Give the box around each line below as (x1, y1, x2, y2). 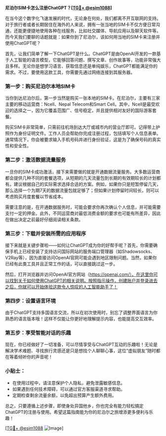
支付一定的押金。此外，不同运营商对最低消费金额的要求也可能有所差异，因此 (5, 210, 161, 216)
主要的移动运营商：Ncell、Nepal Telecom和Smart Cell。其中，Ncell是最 (5, 101, 152, 107)
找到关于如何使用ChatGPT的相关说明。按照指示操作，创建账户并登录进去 (9, 277, 158, 283)
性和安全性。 (5, 143, 31, 149)
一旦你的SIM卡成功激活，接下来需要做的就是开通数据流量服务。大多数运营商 (5, 169, 161, 175)
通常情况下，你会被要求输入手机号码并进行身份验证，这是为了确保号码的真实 (5, 136, 161, 143)
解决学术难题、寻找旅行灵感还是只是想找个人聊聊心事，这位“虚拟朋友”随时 (5, 348, 157, 354)
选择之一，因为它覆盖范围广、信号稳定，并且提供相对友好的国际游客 (13, 108, 152, 114)
